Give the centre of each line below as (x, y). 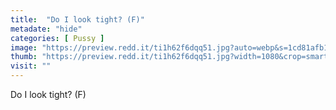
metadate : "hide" (46, 29)
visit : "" (31, 66)
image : (24, 47)
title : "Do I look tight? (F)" (77, 19)
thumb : (24, 57)
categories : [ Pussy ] (57, 38)
